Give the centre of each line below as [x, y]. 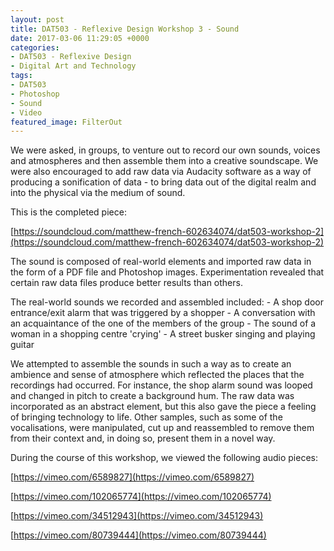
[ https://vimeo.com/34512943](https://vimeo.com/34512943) [137, 516]
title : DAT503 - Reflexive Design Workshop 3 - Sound [125, 29]
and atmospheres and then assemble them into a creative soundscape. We [164, 161]
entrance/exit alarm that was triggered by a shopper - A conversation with [163, 313]
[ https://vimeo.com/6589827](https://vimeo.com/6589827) [132, 477]
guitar [22, 345]
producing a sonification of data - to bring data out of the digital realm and [163, 182]
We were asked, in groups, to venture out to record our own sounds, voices [165, 150]
